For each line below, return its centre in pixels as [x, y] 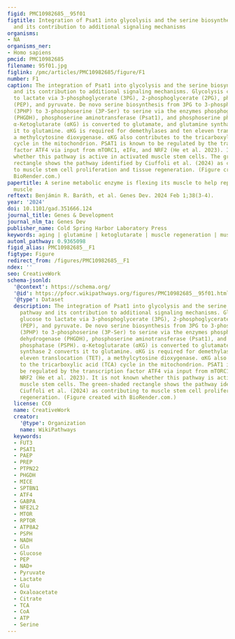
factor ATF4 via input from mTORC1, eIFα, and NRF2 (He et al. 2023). [119, 150]
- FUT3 [23, 443]
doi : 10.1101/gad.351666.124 [50, 209]
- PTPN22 [26, 469]
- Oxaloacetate [36, 592]
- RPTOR [25, 521]
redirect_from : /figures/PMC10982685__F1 [69, 261]
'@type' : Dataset [39, 300]
